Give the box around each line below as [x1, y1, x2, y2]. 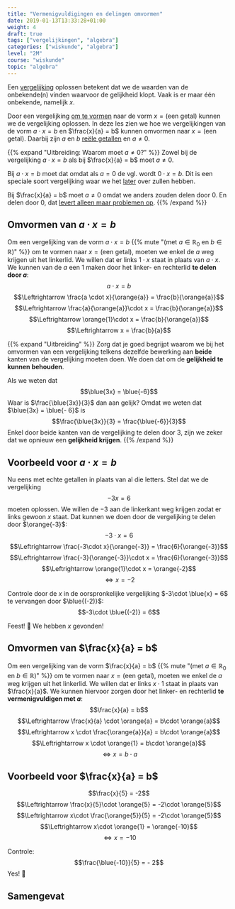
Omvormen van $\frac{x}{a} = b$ [7, 642, 158, 654]
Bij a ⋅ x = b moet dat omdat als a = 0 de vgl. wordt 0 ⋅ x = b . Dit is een [7, 169, 213, 178]
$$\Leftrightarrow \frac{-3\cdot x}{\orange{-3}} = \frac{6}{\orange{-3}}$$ [9, 543, 229, 551]
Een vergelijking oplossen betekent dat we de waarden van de [7, 82, 189, 91]
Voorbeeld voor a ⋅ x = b [7, 456, 117, 469]
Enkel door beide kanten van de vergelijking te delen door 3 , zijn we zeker [7, 428, 223, 437]
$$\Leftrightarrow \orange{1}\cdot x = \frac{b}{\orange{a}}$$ [28, 315, 210, 324]
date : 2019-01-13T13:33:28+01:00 [7, 17, 106, 24]
